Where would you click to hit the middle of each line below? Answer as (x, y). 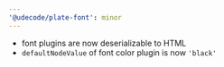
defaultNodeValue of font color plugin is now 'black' (119, 52)
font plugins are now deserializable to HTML (104, 43)
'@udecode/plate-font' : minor (65, 17)
